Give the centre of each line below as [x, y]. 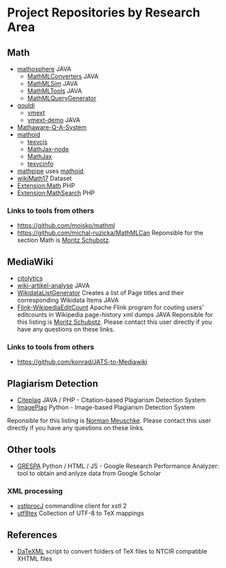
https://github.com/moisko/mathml [66, 226]
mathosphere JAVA [44, 69]
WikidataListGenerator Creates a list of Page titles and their [101, 293]
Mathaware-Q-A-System [52, 127]
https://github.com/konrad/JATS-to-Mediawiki [82, 362]
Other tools [32, 450]
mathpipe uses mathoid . [51, 171]
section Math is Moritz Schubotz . [64, 240]
